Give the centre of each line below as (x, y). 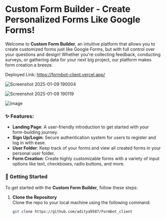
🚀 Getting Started (27, 177)
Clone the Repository (34, 197)
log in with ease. (29, 143)
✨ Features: (20, 116)
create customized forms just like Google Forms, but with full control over (80, 49)
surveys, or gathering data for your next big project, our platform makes (79, 59)
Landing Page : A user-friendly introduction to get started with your (81, 127)
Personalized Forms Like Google (73, 20)
